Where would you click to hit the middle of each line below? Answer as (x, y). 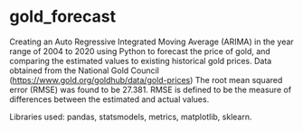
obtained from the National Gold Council (85, 70)
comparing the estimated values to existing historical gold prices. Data (141, 61)
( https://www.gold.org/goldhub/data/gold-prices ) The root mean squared (146, 80)
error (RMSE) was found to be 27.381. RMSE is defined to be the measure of (151, 89)
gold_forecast (62, 17)
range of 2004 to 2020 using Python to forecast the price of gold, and (140, 51)
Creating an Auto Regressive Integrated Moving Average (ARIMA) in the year (151, 42)
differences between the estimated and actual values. (109, 99)
